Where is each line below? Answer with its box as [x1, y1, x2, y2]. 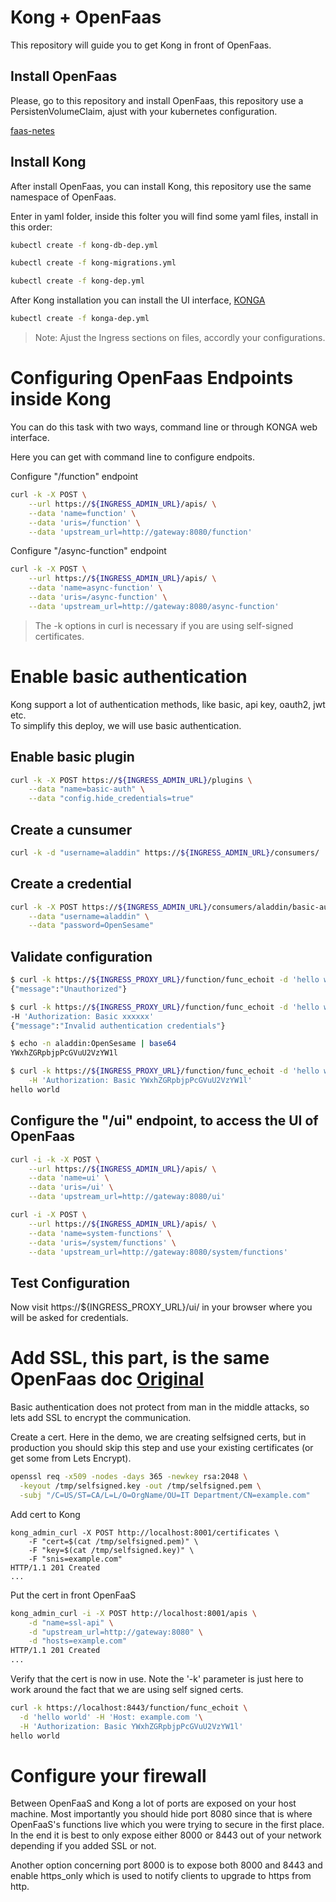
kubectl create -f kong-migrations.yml [10, 258, 177, 268]
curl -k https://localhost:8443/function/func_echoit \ [10, 1703, 248, 1713]
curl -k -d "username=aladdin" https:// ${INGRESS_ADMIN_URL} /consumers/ [10, 847, 320, 858]
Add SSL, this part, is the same [10, 1347, 270, 1370]
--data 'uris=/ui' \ [28, 1182, 114, 1193]
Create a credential [10, 876, 132, 893]
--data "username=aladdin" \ [28, 911, 150, 921]
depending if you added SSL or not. [10, 1840, 157, 1852]
